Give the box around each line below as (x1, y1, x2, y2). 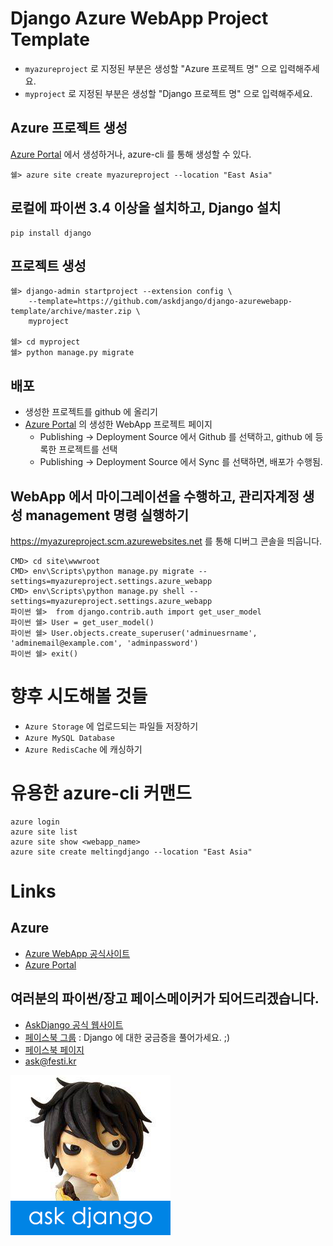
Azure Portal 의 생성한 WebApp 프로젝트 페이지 (24, 418, 213, 431)
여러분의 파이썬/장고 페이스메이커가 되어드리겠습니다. (10, 990, 320, 1007)
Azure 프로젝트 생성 (10, 120, 128, 137)
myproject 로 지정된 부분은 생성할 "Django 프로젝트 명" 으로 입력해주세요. (24, 87, 313, 99)
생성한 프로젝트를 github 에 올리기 (24, 406, 158, 418)
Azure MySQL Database (24, 733, 115, 743)
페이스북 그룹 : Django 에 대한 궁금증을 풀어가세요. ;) (24, 1031, 231, 1043)
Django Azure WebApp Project (10, 7, 269, 30)
